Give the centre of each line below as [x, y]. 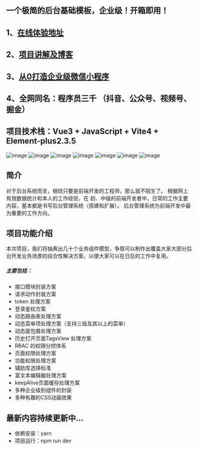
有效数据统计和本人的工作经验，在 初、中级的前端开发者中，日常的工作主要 [97, 198]
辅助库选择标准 [33, 368]
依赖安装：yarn [33, 433]
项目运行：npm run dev [43, 441]
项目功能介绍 [29, 233]
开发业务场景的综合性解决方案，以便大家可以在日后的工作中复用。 [91, 256]
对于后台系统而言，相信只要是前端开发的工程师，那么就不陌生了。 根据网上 [97, 190]
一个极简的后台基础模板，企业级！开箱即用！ [88, 11]
